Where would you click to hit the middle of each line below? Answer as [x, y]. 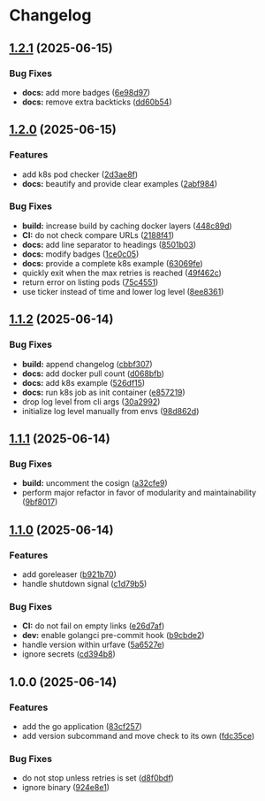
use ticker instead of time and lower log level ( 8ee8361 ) [123, 291]
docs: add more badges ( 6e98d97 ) [86, 92]
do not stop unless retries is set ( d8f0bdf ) [98, 778]
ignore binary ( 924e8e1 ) [66, 788]
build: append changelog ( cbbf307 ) [87, 364]
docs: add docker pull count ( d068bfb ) [93, 374]
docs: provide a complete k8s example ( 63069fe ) [112, 263]
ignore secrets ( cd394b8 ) [69, 654]
